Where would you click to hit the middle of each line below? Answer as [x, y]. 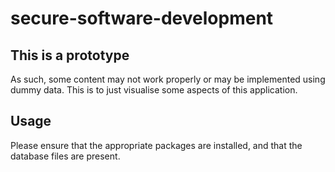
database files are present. [65, 156]
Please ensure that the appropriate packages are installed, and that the [156, 145]
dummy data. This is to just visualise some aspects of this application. [154, 90]
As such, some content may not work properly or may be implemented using [168, 79]
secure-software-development [142, 18]
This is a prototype [70, 55]
